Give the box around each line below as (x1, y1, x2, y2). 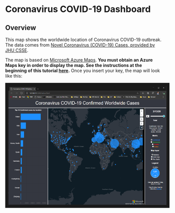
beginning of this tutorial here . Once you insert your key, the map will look (5, 67, 160, 73)
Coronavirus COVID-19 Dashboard (5, 3, 151, 15)
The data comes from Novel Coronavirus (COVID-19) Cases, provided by (5, 42, 155, 48)
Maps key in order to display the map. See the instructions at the (5, 62, 142, 68)
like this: (5, 73, 23, 78)
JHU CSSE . (5, 47, 29, 53)
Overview (5, 23, 37, 32)
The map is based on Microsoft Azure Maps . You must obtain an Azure (5, 57, 153, 63)
